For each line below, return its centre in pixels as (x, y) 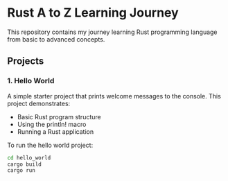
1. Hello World (31, 81)
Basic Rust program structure (59, 117)
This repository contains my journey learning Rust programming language (112, 32)
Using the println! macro (52, 124)
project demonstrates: (39, 103)
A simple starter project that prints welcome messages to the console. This (114, 96)
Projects (26, 61)
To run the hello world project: (50, 145)
